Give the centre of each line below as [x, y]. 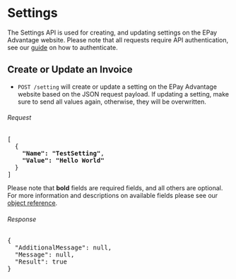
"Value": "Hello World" [63, 160]
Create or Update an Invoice [70, 69]
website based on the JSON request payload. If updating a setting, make [123, 94]
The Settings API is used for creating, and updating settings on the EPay [112, 32]
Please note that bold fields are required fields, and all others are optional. [115, 187]
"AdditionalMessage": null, [63, 248]
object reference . [33, 203]
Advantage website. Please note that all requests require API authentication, [118, 39]
